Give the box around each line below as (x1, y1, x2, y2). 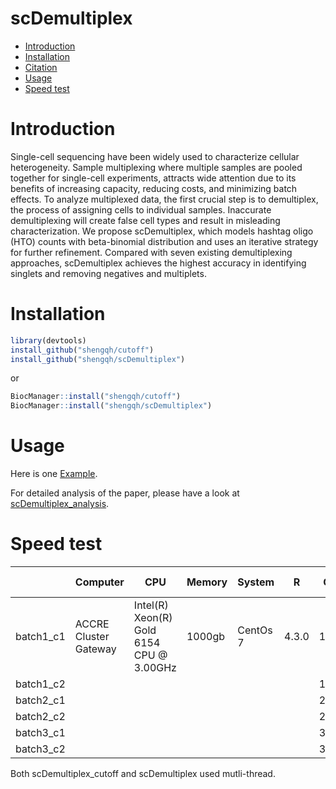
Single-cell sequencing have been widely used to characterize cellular (10, 150, 300, 162)
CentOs (237, 623, 273, 637)
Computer (74, 575, 125, 589)
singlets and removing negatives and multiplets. (10, 267, 207, 279)
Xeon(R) (133, 611, 173, 625)
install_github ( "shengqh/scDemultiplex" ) (10, 354, 186, 364)
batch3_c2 (15, 742, 66, 756)
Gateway (74, 642, 117, 656)
